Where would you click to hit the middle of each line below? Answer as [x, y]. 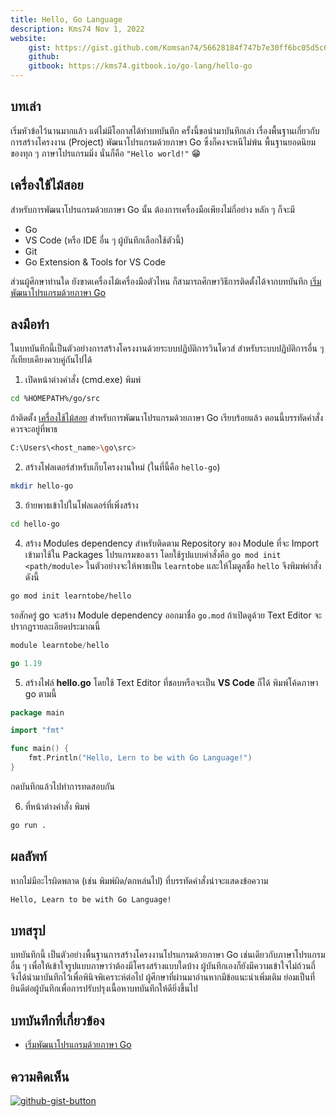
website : [28, 38]
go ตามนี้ [40, 693]
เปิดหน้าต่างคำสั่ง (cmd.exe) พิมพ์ [83, 380]
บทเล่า [26, 106]
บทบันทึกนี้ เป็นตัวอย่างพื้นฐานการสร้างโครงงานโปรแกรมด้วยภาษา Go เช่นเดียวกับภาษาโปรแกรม [168, 955]
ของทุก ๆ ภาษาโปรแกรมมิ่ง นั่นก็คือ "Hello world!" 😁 [106, 153]
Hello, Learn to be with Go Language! [91, 899]
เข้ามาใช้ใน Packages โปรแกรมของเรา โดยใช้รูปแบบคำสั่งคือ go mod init [153, 554]
